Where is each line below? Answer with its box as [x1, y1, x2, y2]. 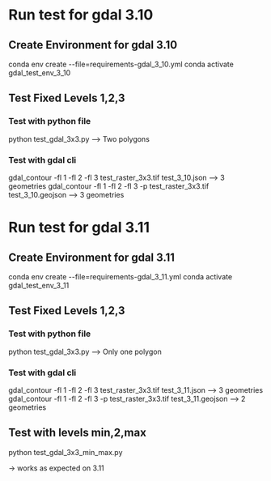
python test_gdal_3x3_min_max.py [8, 447, 123, 457]
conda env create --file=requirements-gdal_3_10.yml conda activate [8, 59, 235, 69]
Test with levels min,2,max [8, 426, 147, 440]
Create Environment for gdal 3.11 [8, 250, 176, 264]
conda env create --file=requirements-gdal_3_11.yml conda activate [8, 271, 233, 281]
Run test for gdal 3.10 [8, 6, 154, 24]
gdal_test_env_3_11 [8, 280, 70, 290]
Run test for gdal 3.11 [8, 219, 150, 236]
